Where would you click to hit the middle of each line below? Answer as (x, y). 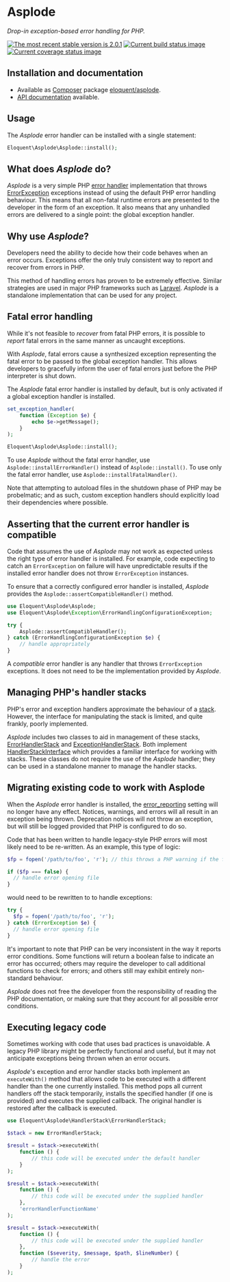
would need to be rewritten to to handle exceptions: (80, 898)
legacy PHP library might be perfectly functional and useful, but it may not (112, 1051)
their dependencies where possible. (57, 502)
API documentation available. (58, 97)
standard (20, 978)
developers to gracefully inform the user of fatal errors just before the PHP (112, 369)
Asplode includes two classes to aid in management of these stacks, (104, 737)
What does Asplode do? (59, 169)
